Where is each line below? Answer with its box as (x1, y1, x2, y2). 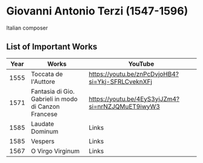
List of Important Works (6, 42, 98, 52)
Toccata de (31, 69, 63, 78)
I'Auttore (31, 77, 56, 86)
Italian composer (6, 24, 48, 31)
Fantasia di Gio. (31, 87, 75, 95)
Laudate (31, 120, 54, 128)
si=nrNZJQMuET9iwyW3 (88, 102, 160, 110)
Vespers (31, 137, 55, 145)
